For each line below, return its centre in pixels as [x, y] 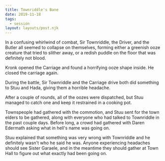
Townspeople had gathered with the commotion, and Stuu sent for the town [82, 112]
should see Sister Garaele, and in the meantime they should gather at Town [82, 148]
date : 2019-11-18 [23, 14]
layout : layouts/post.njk [32, 28]
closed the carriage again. [32, 73]
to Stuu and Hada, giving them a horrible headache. [58, 88]
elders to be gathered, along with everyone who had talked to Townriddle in [82, 117]
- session [20, 24]
